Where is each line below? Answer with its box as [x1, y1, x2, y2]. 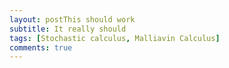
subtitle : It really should [9, 24, 127, 34]
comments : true [9, 42, 73, 53]
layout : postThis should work [9, 14, 136, 25]
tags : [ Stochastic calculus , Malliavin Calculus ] [9, 33, 221, 43]
